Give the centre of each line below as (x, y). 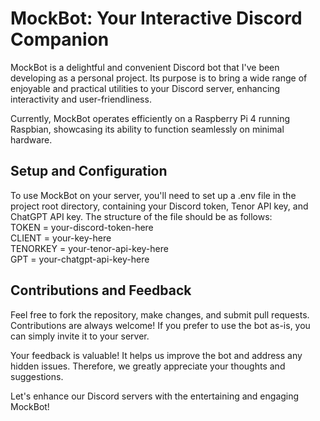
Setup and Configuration (89, 171)
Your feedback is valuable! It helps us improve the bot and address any (156, 355)
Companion (60, 39)
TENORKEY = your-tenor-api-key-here (89, 248)
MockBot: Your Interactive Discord (156, 18)
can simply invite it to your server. (80, 336)
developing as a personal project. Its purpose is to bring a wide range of (159, 78)
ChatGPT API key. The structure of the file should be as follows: (141, 216)
